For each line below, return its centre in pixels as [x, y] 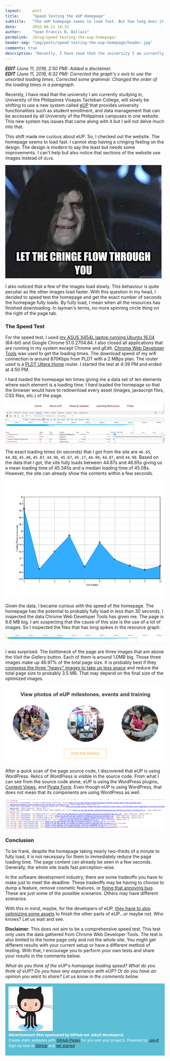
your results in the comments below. [43, 956]
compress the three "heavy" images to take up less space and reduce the [82, 668]
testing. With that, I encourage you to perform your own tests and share [80, 951]
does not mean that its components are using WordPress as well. [73, 792]
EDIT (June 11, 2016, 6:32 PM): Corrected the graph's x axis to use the [78, 74]
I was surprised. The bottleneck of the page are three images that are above [85, 652]
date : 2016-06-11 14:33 [37, 27]
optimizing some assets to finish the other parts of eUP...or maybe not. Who [84, 914]
